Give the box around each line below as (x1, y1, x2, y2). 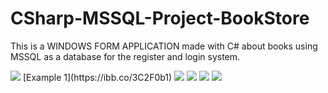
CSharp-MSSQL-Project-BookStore (10, 7, 310, 30)
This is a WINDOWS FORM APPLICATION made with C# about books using (10, 40, 318, 52)
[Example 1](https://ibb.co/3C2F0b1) (22, 71, 173, 83)
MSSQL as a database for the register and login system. (10, 50, 241, 62)
